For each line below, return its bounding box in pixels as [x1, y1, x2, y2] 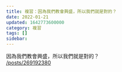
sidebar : [6, 36, 28, 42]
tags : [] [6, 30, 28, 36]
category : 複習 [6, 25, 42, 31]
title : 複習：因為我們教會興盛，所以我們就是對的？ [6, 8, 117, 15]
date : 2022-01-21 [6, 14, 49, 20]
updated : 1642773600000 [6, 19, 65, 25]
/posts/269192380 [6, 59, 51, 66]
